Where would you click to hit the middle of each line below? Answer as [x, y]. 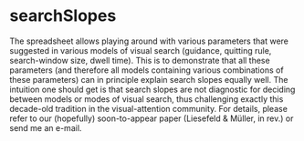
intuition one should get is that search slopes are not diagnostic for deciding [152, 89]
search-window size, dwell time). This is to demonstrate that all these [140, 60]
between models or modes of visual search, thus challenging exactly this [147, 99]
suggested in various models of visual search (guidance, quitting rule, [141, 50]
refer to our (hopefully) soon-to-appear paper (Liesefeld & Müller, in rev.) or [152, 118]
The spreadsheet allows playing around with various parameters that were [149, 41]
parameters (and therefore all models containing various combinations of [147, 70]
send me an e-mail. [46, 127]
